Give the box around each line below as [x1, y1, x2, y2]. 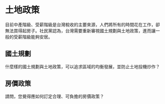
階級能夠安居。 [22, 34, 53, 40]
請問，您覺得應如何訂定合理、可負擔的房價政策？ [5, 93, 104, 99]
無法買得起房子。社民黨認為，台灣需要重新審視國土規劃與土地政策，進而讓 [5, 27, 156, 33]
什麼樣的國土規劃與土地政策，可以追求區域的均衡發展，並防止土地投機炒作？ [5, 63, 160, 69]
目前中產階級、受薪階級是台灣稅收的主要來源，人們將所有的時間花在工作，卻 [5, 22, 160, 27]
